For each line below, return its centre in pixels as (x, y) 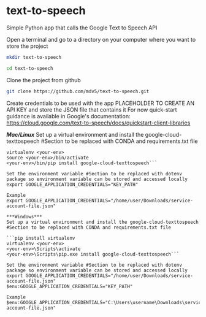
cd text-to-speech (30, 68)
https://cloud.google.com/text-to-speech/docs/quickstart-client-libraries (98, 123)
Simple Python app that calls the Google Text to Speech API (82, 28)
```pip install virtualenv (41, 238)
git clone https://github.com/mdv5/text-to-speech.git (78, 91)
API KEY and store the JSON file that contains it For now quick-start (92, 109)
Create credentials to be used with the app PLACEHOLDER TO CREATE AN (101, 103)
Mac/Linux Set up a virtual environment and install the (75, 134)
